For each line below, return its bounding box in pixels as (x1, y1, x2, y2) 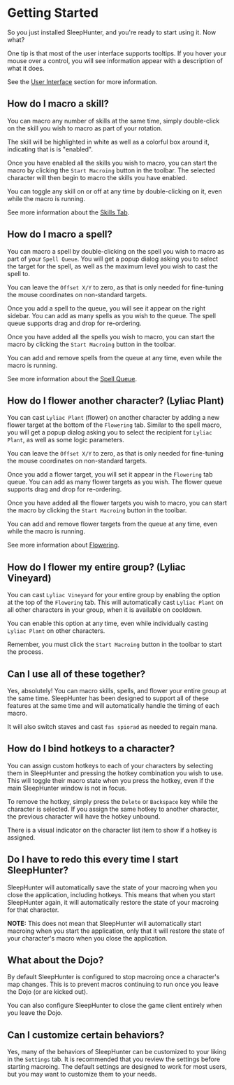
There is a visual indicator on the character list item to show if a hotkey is (7, 826, 217, 834)
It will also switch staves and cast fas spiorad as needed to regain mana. (7, 723, 218, 730)
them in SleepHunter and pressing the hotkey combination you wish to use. (7, 769, 224, 777)
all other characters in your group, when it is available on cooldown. (7, 606, 203, 614)
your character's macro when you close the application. (7, 934, 168, 942)
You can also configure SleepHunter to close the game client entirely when (7, 1001, 223, 1010)
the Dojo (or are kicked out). (7, 988, 89, 996)
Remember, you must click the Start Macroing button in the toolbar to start (7, 640, 222, 649)
